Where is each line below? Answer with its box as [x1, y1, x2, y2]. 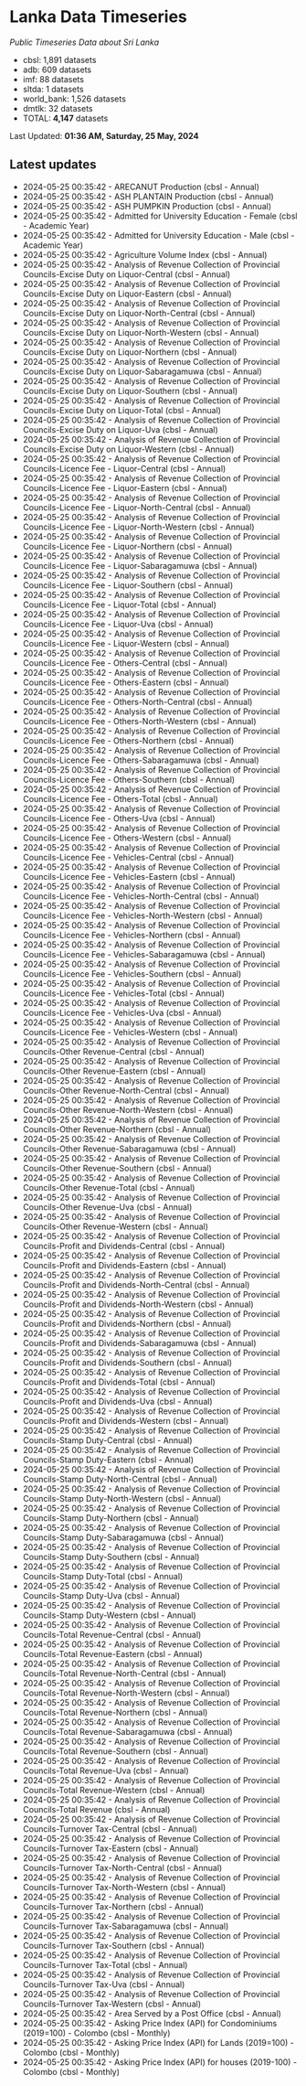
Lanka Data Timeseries [9, 6, 187, 27]
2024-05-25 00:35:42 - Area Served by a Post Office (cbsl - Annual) [22, 2007, 281, 2018]
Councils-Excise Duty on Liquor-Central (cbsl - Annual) [22, 268, 231, 280]
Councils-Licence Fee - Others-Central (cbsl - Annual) [22, 657, 228, 669]
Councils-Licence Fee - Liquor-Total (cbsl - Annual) [22, 599, 217, 610]
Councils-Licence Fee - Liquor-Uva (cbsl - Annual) [22, 618, 214, 629]
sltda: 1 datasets [22, 83, 84, 94]
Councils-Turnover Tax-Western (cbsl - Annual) [22, 1998, 201, 2009]
